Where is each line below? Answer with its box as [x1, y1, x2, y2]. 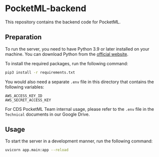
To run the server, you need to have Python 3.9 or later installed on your [5, 46, 150, 52]
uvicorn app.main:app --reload [5, 148, 69, 153]
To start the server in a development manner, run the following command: [5, 138, 153, 144]
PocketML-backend [5, 3, 86, 14]
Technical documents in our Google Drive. [5, 111, 90, 117]
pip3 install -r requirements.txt [5, 70, 76, 75]
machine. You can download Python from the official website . [5, 51, 128, 57]
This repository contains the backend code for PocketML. [5, 19, 121, 25]
